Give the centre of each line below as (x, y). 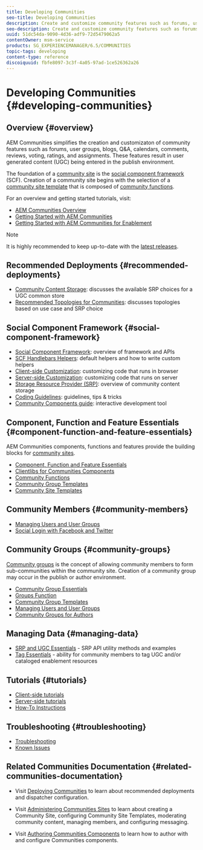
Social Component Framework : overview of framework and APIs (95, 352)
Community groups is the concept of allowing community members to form (100, 564)
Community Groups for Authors (54, 614)
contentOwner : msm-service (40, 40)
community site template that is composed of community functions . (90, 186)
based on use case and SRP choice (59, 309)
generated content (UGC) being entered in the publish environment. (91, 162)
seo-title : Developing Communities (51, 18)
